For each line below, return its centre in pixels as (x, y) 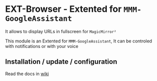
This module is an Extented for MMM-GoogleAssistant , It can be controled (79, 41)
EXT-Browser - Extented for (63, 9)
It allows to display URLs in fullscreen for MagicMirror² (61, 31)
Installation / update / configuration (61, 62)
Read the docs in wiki (27, 74)
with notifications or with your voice (42, 46)
